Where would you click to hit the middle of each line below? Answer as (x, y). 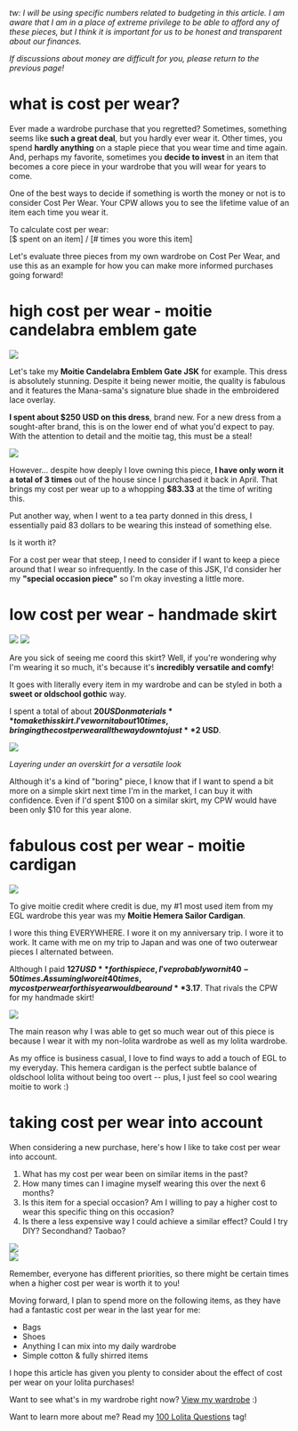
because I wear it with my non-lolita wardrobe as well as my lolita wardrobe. (149, 1041)
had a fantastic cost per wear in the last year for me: (105, 1310)
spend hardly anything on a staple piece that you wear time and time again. (148, 147)
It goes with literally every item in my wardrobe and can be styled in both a (146, 684)
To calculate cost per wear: (59, 229)
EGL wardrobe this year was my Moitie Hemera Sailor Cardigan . (128, 915)
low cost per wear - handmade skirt (143, 615)
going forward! (36, 274)
